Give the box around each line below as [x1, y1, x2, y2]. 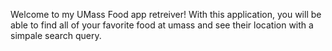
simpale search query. [10, 30, 102, 41]
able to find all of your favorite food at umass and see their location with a [10, 19, 314, 31]
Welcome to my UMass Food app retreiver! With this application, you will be [10, 9, 322, 20]
